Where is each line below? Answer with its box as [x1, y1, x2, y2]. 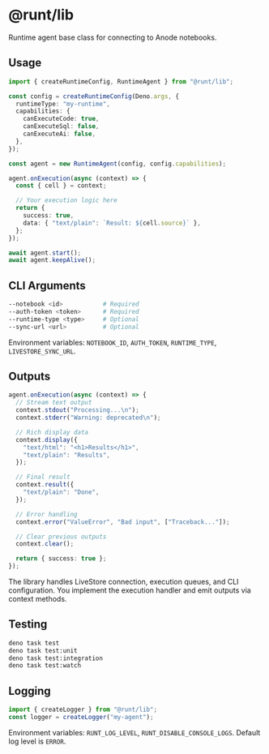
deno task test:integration [8, 654, 104, 662]
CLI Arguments [8, 278, 87, 293]
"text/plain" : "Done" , [23, 488, 100, 496]
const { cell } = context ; [15, 182, 107, 190]
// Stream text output [15, 399, 92, 407]
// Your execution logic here [15, 196, 117, 204]
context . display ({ [15, 435, 79, 443]
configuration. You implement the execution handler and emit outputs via [8, 585, 251, 595]
